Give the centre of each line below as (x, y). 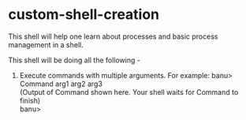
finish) (30, 100)
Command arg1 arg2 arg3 (61, 84)
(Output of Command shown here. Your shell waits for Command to (129, 92)
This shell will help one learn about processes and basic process (113, 36)
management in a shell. (46, 44)
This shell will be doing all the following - (74, 60)
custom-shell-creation (84, 15)
